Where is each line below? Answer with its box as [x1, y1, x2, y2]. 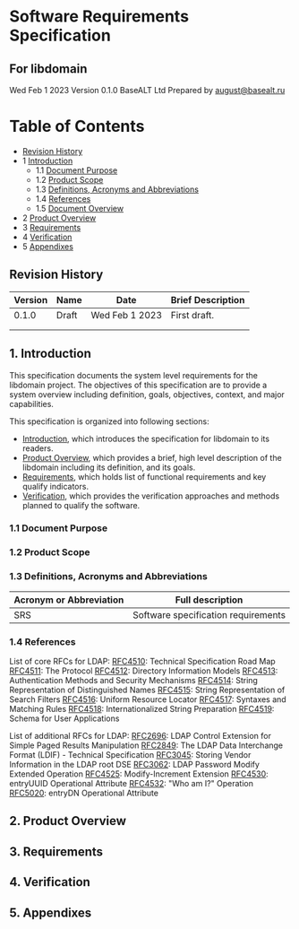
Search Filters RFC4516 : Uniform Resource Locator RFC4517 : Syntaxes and [9, 694, 286, 705]
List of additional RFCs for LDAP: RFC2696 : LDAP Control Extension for [9, 731, 271, 741]
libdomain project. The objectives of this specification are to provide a [9, 379, 268, 390]
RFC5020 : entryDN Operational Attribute [9, 787, 159, 798]
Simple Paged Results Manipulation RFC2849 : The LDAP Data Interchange [9, 740, 284, 751]
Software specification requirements [132, 608, 286, 621]
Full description [175, 594, 243, 606]
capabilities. [9, 398, 54, 409]
